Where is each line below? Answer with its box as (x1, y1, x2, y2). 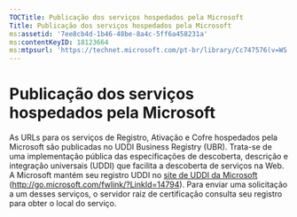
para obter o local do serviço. (9, 198, 117, 209)
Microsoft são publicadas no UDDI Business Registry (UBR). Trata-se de (9, 142, 272, 152)
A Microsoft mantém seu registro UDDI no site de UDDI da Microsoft (9, 170, 258, 181)
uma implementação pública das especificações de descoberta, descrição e (9, 151, 288, 162)
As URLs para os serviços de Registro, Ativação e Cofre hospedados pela (9, 132, 277, 143)
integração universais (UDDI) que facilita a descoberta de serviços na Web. (9, 160, 285, 171)
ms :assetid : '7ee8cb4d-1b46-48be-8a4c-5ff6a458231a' (9, 29, 208, 38)
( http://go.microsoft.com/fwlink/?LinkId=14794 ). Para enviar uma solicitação (9, 179, 288, 190)
